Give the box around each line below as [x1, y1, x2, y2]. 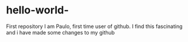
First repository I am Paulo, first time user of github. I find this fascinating [6, 23, 183, 30]
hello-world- [6, 3, 69, 17]
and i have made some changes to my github [6, 29, 115, 36]
